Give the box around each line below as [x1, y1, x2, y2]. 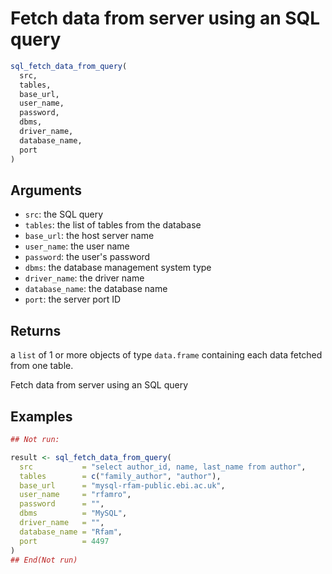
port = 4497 [19, 536, 110, 546]
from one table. [10, 360, 74, 372]
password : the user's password [24, 251, 151, 263]
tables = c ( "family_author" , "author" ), [19, 471, 222, 481]
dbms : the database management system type [24, 262, 212, 274]
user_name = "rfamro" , [19, 490, 132, 500]
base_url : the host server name [24, 230, 155, 242]
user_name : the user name [24, 240, 130, 252]
